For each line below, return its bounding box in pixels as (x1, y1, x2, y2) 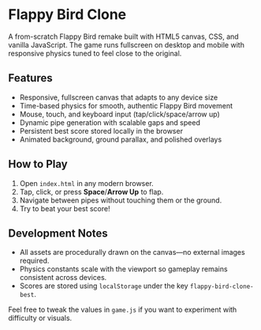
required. (19, 256, 50, 266)
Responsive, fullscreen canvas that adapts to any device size (19, 93, 218, 102)
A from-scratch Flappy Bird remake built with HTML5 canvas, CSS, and (8, 32, 239, 41)
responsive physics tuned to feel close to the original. (8, 48, 182, 58)
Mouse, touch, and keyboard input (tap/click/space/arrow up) (19, 109, 221, 119)
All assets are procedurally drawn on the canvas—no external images (19, 248, 246, 257)
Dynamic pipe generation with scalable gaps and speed (19, 117, 201, 127)
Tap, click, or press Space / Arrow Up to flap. (19, 187, 164, 196)
